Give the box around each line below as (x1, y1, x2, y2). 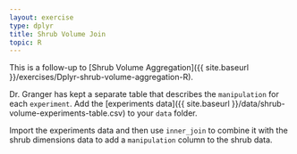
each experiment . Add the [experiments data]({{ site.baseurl (9, 99, 230, 109)
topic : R (9, 37, 42, 47)
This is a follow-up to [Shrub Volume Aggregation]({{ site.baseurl (9, 62, 249, 73)
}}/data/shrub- (231, 99, 285, 109)
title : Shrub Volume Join (9, 29, 106, 38)
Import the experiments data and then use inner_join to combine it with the (9, 126, 288, 136)
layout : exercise (9, 12, 74, 22)
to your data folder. (127, 108, 199, 118)
